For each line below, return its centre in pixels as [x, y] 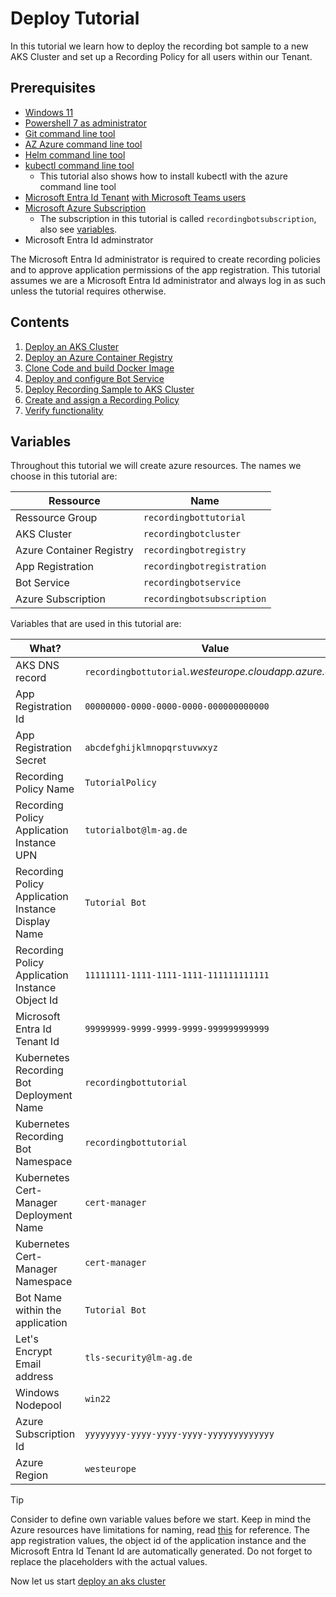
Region [32, 1475]
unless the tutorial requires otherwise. [88, 291]
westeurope [110, 1469]
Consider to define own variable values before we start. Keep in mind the [161, 1519]
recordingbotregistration [205, 566]
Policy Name [45, 789]
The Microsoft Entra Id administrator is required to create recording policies [165, 259]
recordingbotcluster [192, 534]
